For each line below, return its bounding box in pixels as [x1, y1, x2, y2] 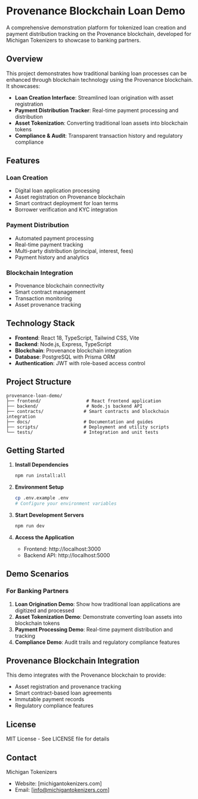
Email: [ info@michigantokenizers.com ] [14, 786, 110, 794]
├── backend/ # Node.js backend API [6, 403, 143, 409]
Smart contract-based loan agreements [14, 689, 112, 696]
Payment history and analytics [14, 254, 89, 261]
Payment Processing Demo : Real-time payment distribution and [14, 625, 173, 633]
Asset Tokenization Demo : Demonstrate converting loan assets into [14, 613, 182, 620]
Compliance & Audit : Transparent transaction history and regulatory [14, 132, 183, 139]
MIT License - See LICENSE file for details [6, 735, 110, 742]
